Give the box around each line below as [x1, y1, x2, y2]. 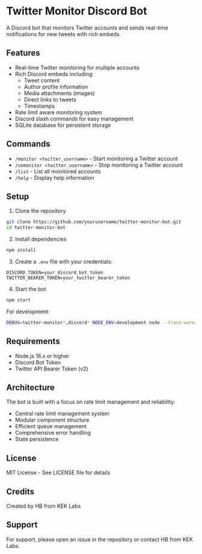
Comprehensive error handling [14, 429, 91, 437]
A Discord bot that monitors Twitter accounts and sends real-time [6, 24, 168, 31]
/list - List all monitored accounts [14, 167, 101, 175]
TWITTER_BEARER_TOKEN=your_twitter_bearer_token [6, 275, 130, 281]
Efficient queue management [14, 423, 87, 430]
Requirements [6, 336, 60, 346]
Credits [6, 486, 35, 497]
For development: [6, 308, 50, 315]
